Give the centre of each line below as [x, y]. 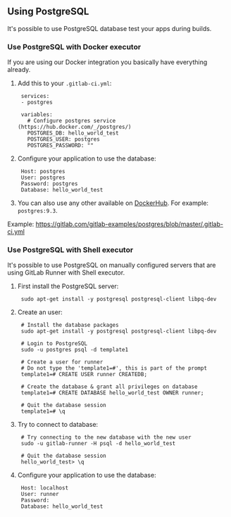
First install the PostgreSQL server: [68, 286]
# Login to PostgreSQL [54, 344]
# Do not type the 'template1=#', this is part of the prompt [114, 368]
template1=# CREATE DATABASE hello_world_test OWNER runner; [112, 393]
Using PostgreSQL [48, 12]
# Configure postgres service [71, 121]
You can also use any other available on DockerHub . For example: [113, 203]
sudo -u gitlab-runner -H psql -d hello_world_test [98, 444]
